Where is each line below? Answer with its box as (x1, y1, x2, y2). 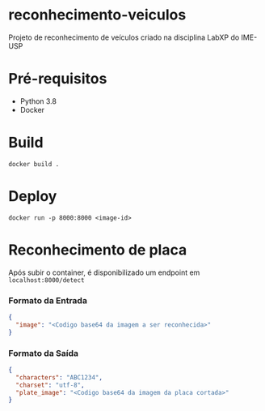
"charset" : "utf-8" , (15, 381, 85, 389)
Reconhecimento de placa (8, 241, 187, 259)
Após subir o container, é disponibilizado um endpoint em (8, 268, 200, 277)
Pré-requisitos (8, 70, 107, 88)
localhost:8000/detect (8, 276, 85, 285)
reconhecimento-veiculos (8, 6, 187, 24)
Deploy (8, 187, 57, 205)
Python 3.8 (19, 96, 57, 106)
